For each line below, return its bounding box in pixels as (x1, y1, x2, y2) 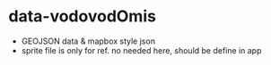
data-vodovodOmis (8, 6, 156, 27)
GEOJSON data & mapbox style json (21, 36, 156, 46)
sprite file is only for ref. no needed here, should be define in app (21, 45, 262, 55)
